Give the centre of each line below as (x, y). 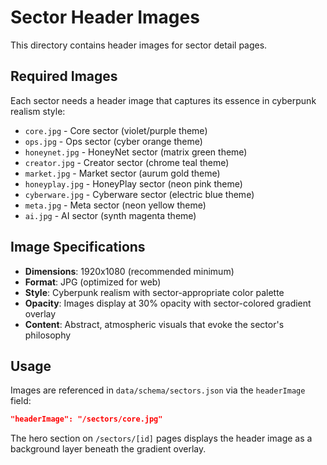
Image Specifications (78, 247)
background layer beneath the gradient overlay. (108, 449)
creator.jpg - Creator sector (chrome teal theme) (127, 162)
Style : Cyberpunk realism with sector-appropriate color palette (154, 292)
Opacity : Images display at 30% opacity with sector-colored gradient (168, 303)
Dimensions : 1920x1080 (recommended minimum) (129, 271)
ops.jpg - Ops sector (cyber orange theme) (113, 141)
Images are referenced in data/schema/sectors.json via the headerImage (158, 390)
